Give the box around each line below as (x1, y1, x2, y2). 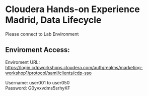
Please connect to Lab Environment (5, 31, 79, 37)
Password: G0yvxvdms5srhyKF (5, 85, 70, 91)
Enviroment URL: (5, 59, 40, 65)
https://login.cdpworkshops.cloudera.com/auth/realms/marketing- (5, 64, 143, 70)
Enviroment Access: (5, 45, 70, 54)
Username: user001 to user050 (5, 79, 70, 85)
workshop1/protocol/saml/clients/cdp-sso (5, 70, 92, 76)
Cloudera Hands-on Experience (5, 4, 140, 15)
